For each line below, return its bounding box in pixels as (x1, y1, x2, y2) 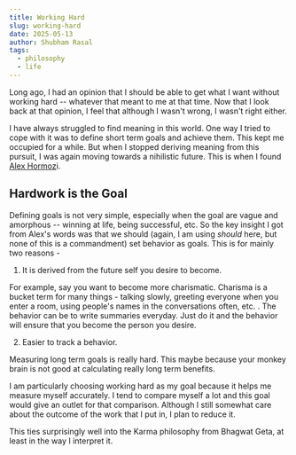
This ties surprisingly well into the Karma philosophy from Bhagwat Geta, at (9, 426, 284, 436)
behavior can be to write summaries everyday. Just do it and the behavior (9, 310, 278, 320)
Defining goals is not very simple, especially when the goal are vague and (9, 209, 278, 220)
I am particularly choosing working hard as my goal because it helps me (9, 380, 272, 391)
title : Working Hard (9, 12, 86, 22)
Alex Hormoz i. (9, 161, 61, 171)
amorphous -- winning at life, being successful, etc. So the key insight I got (9, 219, 284, 230)
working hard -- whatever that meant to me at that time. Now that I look (9, 96, 269, 106)
